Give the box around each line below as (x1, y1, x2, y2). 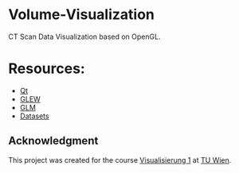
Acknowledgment (8, 134, 99, 148)
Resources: (8, 60, 85, 78)
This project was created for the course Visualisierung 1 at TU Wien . (8, 155, 232, 164)
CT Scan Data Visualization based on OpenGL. (8, 32, 161, 41)
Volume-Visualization (8, 6, 155, 24)
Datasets (19, 111, 49, 121)
